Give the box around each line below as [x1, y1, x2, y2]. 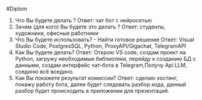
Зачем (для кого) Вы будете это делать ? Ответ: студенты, [14, 23, 166, 30]
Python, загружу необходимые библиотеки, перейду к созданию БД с [14, 55, 197, 62]
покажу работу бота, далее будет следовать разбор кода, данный [14, 81, 186, 88]
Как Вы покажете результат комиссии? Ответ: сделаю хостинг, [14, 75, 178, 81]
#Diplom [6, 5, 27, 12]
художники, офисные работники [14, 30, 99, 37]
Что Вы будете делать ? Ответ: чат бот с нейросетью [14, 17, 153, 23]
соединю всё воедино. [14, 68, 74, 75]
